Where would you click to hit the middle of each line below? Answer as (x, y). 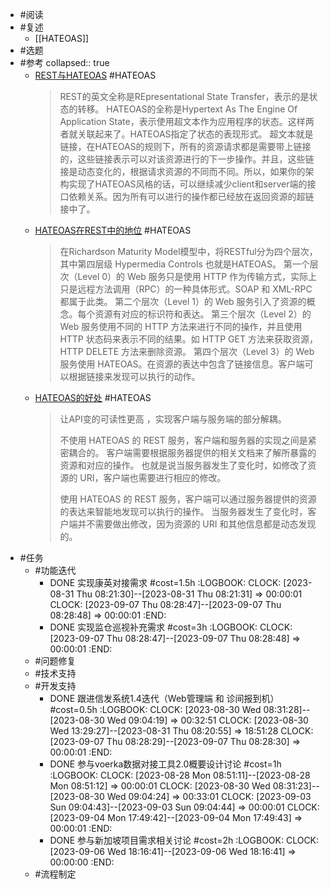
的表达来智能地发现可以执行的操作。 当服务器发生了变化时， (183, 511)
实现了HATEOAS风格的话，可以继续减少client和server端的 (188, 184)
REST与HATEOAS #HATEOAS (95, 75)
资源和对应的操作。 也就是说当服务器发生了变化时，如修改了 (183, 465)
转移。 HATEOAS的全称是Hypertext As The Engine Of (187, 109)
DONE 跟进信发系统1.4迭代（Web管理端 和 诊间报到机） (164, 698)
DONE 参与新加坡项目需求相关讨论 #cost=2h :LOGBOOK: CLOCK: (184, 840)
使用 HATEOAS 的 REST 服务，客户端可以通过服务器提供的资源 (188, 499)
